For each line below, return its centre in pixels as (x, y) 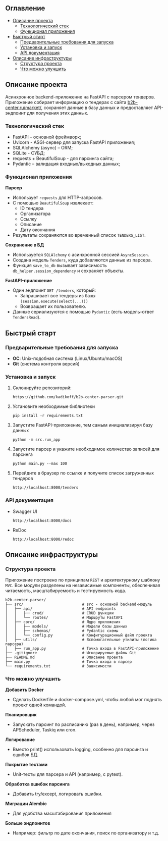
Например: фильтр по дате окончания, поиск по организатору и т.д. (86, 833)
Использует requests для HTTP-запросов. (58, 198)
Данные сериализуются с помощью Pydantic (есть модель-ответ (83, 312)
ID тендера (32, 208)
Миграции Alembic (26, 804)
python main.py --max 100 (40, 464)
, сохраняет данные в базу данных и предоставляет (97, 108)
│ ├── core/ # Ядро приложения (63, 622)
